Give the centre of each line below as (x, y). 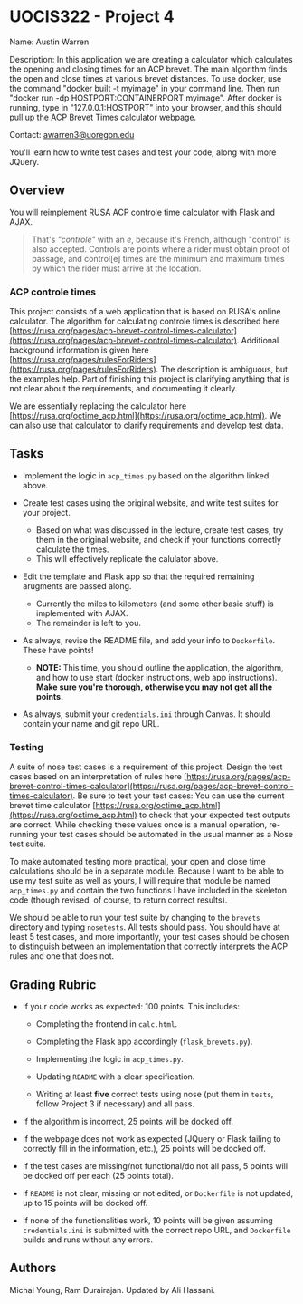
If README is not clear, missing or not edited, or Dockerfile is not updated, (158, 1193)
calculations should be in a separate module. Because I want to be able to (147, 871)
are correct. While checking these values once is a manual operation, (138, 825)
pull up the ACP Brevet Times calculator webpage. (103, 117)
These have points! (58, 650)
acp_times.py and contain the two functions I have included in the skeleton (148, 891)
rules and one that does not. (62, 956)
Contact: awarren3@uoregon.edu (72, 134)
